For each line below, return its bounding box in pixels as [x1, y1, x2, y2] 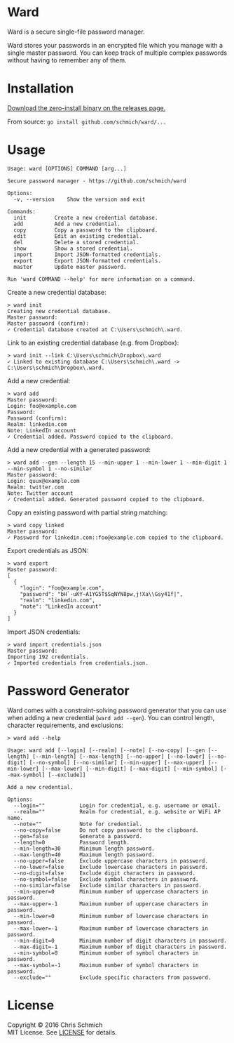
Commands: [7, 208, 36, 215]
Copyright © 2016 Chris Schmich [7, 1021, 103, 1029]
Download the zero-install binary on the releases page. [7, 103, 166, 112]
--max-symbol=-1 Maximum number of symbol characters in [13, 962, 199, 969]
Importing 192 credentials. [7, 653, 90, 660]
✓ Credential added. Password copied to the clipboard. [7, 433, 174, 440]
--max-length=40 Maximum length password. [13, 851, 156, 858]
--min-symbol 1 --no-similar [7, 465, 92, 472]
